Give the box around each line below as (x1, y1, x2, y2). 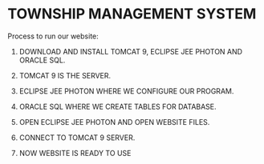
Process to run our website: (7, 31, 100, 41)
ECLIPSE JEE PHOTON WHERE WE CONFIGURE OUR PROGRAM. (18, 86, 234, 96)
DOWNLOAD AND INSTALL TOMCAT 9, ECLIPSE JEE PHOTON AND (18, 46, 242, 56)
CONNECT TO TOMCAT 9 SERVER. (18, 133, 136, 142)
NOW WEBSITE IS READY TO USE (18, 148, 132, 158)
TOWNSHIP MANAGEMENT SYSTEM (7, 5, 257, 23)
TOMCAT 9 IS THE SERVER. (18, 70, 112, 80)
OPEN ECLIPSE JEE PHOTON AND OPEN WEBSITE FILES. (18, 117, 210, 126)
